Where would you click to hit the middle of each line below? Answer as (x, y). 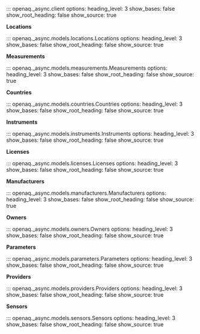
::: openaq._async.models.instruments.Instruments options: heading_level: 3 (100, 134)
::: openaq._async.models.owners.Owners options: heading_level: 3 (89, 229)
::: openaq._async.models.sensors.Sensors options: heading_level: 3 (91, 318)
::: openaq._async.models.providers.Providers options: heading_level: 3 (95, 288)
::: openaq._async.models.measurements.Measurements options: (87, 68)
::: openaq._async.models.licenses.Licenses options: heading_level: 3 (92, 163)
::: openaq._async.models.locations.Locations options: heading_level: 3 (94, 38)
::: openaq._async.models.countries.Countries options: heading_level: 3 (95, 104)
